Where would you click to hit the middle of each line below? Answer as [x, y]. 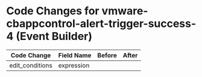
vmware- [125, 11]
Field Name [75, 55]
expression [74, 65]
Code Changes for [53, 11]
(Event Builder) [54, 36]
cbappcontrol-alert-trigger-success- [101, 24]
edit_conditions [31, 65]
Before [107, 55]
